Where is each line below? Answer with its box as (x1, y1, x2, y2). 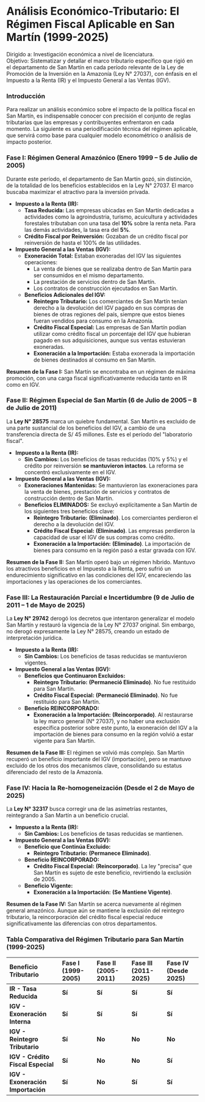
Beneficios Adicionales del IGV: (24, 291, 106, 298)
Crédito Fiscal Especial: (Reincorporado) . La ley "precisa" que (33, 863, 193, 870)
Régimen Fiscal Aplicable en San (6, 17, 175, 31)
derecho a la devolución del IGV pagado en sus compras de (33, 304, 184, 311)
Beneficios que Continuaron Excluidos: (24, 672, 126, 680)
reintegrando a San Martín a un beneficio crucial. (6, 812, 129, 819)
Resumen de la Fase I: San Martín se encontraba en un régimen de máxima (6, 368, 196, 375)
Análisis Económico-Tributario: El (6, 4, 180, 18)
